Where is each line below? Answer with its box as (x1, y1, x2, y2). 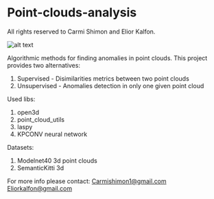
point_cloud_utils (16, 115, 65, 124)
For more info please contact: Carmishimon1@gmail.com (7, 176, 167, 185)
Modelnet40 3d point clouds (16, 156, 97, 165)
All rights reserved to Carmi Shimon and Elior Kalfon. (7, 27, 156, 36)
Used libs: (7, 94, 36, 103)
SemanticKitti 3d (16, 163, 64, 172)
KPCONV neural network (16, 130, 88, 138)
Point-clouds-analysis (7, 5, 137, 21)
